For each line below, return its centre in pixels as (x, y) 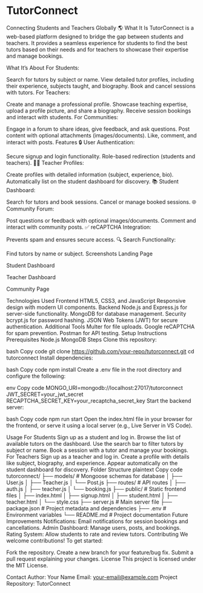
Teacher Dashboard (31, 277)
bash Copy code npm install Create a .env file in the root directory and (94, 369)
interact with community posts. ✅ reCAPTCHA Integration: (79, 227)
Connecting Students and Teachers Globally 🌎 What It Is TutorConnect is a (100, 27)
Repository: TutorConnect (38, 583)
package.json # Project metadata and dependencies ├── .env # (86, 508)
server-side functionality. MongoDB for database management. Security (96, 313)
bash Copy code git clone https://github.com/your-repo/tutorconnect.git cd (100, 351)
